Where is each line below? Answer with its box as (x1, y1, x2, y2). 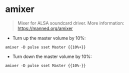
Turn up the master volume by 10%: (12, 35, 86, 41)
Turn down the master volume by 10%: (12, 53, 92, 59)
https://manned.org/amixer (17, 25, 73, 31)
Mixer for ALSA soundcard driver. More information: (17, 20, 124, 26)
